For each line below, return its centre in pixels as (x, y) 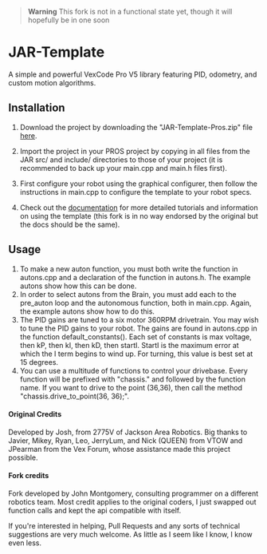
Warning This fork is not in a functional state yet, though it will (130, 12)
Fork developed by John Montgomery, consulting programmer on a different (133, 493)
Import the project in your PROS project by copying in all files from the (135, 151)
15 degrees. (39, 362)
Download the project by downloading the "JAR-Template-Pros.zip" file (136, 127)
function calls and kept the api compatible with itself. (95, 510)
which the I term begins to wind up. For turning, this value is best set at (136, 354)
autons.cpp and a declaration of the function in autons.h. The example (135, 277)
